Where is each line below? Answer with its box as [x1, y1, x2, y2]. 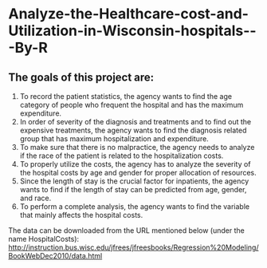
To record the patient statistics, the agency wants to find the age [19, 92, 233, 100]
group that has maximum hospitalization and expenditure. [19, 134, 209, 144]
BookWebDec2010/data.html [8, 251, 103, 260]
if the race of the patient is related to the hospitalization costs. [19, 151, 224, 160]
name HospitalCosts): [8, 235, 80, 243]
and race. [19, 193, 52, 203]
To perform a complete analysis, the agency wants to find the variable [19, 202, 249, 211]
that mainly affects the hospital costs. [19, 211, 143, 219]
